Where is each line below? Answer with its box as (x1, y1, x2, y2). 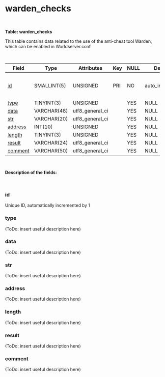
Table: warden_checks (5, 29, 53, 34)
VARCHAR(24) (34, 139, 68, 146)
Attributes (78, 64, 103, 71)
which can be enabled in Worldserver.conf (5, 43, 91, 49)
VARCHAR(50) (34, 147, 68, 154)
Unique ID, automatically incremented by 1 (5, 203, 90, 208)
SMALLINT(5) (34, 82, 66, 89)
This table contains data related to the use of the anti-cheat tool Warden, (5, 38, 152, 44)
